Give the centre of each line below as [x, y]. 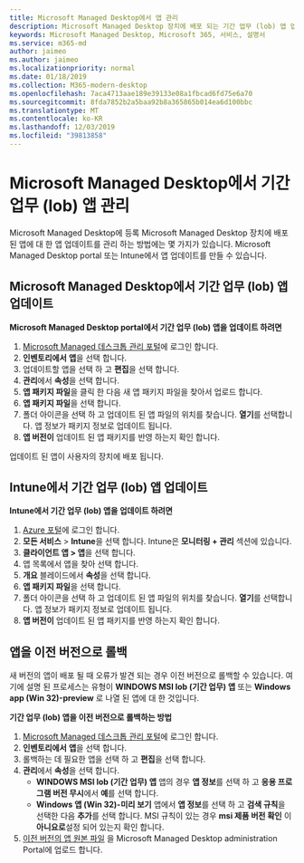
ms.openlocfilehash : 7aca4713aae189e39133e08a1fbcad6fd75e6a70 [131, 93]
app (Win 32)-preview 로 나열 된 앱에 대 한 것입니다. [104, 698]
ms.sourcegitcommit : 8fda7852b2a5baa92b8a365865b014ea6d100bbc [131, 102]
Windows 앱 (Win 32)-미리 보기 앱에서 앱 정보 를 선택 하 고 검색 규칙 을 [161, 805]
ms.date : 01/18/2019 [48, 77]
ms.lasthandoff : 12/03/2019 [62, 128]
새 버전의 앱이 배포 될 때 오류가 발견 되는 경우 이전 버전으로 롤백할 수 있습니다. [147, 676]
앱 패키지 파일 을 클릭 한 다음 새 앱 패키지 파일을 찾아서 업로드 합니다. [142, 391]
